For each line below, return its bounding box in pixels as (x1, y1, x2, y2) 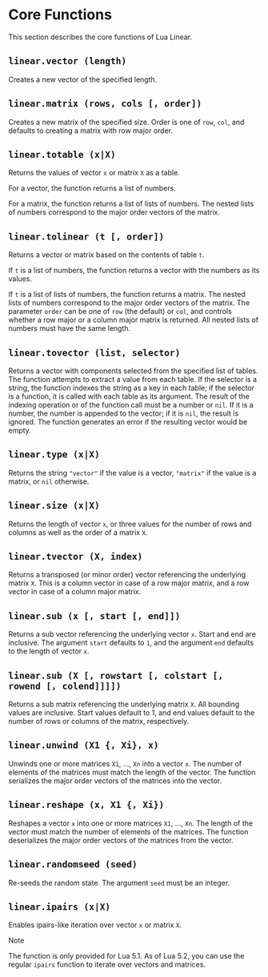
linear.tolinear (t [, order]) (8, 231, 165, 242)
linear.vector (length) (8, 55, 127, 67)
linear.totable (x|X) (8, 148, 116, 160)
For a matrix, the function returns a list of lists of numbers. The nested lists (8, 199, 254, 209)
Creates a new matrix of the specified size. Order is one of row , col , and (8, 117, 245, 127)
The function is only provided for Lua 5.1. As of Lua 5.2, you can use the (8, 951, 245, 961)
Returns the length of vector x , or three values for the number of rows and (8, 519, 252, 529)
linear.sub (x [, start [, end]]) (8, 610, 181, 621)
